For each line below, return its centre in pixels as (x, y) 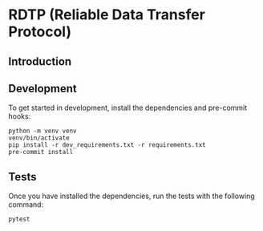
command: (26, 205)
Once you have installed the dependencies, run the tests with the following (131, 196)
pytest (19, 219)
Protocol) (40, 32)
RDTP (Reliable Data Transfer (107, 15)
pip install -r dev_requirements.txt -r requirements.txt (107, 145)
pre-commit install (41, 152)
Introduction (40, 61)
